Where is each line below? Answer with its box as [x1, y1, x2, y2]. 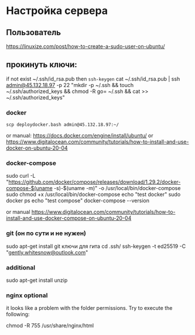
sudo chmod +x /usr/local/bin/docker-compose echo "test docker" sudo [6, 191, 181, 198]
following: [6, 311, 30, 318]
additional [6, 263, 36, 271]
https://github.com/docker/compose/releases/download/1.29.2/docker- [8, 178, 181, 185]
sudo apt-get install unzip [6, 277, 68, 284]
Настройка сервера [6, 4, 108, 18]
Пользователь [6, 27, 61, 37]
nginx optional [6, 291, 48, 299]
